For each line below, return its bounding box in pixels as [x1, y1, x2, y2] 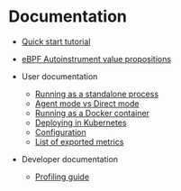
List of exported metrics [34, 136, 124, 147]
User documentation [21, 70, 98, 82]
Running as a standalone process [34, 88, 159, 99]
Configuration [34, 126, 86, 137]
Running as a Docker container [34, 107, 150, 118]
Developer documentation [21, 153, 119, 164]
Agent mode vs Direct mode [34, 97, 140, 109]
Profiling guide [34, 171, 90, 182]
